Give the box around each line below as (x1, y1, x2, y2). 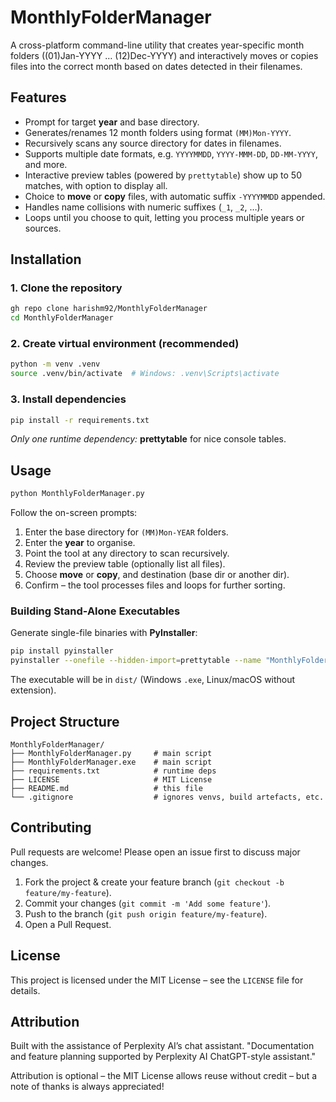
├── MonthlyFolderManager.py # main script (10, 748, 213, 758)
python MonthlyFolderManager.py (10, 489, 145, 499)
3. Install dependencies (10, 392, 127, 406)
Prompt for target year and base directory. (24, 116, 200, 128)
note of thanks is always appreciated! (10, 1081, 165, 1093)
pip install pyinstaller (10, 646, 114, 656)
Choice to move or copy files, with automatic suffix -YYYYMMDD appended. (24, 190, 326, 202)
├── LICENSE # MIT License (10, 774, 213, 785)
